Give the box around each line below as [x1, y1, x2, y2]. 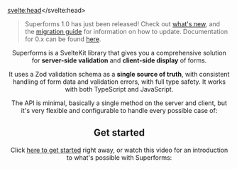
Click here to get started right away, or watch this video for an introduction [10, 146, 228, 154]
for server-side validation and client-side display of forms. [31, 56, 207, 65]
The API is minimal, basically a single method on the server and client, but [11, 99, 227, 107]
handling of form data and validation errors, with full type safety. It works [13, 77, 226, 86]
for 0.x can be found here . [24, 35, 101, 43]
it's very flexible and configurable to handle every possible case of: [21, 107, 218, 114]
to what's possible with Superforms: [66, 153, 172, 162]
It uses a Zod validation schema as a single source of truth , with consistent [9, 70, 230, 78]
